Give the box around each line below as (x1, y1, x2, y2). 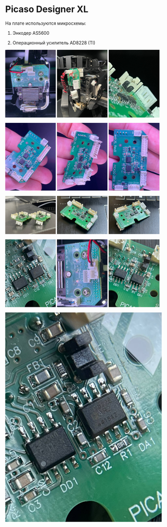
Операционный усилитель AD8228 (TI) (12, 39, 96, 46)
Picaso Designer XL (5, 4, 89, 15)
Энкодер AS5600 (12, 30, 50, 36)
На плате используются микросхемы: (5, 20, 86, 26)
